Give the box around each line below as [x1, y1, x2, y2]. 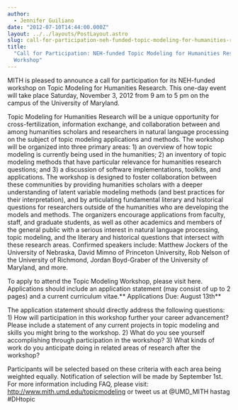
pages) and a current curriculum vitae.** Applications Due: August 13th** [7, 292, 222, 300]
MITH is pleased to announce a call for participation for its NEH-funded [7, 76, 215, 84]
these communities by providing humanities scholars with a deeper [7, 180, 203, 189]
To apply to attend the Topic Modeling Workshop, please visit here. [7, 277, 203, 285]
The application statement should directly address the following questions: [7, 306, 225, 314]
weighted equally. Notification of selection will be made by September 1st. [7, 372, 223, 380]
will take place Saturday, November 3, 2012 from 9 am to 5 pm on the [7, 91, 210, 99]
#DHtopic [7, 394, 35, 403]
